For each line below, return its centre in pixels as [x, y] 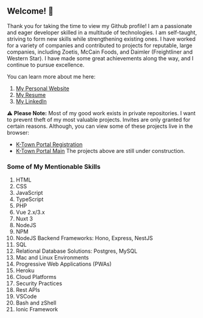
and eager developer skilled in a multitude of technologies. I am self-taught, [102, 32]
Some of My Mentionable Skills [54, 166]
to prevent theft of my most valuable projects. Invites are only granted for [99, 119]
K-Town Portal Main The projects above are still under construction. [100, 150]
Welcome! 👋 [30, 11]
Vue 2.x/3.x [30, 212]
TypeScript [30, 199]
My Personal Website [42, 88]
